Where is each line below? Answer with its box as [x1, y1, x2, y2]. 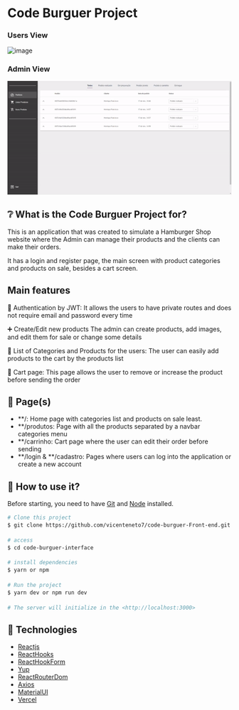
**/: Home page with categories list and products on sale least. [17, 414, 203, 424]
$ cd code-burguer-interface [7, 544, 94, 552]
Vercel [17, 695, 37, 704]
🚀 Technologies [7, 623, 78, 635]
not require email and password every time [7, 311, 133, 319]
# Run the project [7, 581, 62, 589]
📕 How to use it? [7, 480, 80, 493]
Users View [7, 31, 48, 41]
